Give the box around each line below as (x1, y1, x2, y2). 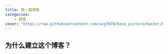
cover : (5, 21, 19, 26)
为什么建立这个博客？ (5, 41, 71, 49)
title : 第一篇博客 (5, 7, 40, 12)
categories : (5, 12, 30, 17)
